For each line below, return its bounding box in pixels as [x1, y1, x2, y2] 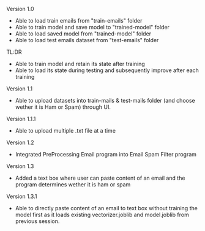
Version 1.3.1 [6, 193, 37, 200]
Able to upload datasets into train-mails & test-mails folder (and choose [15, 97, 195, 104]
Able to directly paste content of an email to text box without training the [15, 205, 198, 211]
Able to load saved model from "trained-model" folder [15, 30, 152, 37]
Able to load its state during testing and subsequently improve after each [15, 67, 199, 74]
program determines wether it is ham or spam [15, 181, 131, 188]
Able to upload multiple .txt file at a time [15, 127, 116, 134]
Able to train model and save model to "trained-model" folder [15, 24, 170, 31]
